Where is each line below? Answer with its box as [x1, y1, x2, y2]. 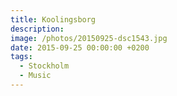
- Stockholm [19, 61, 70, 71]
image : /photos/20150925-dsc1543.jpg [10, 33, 168, 43]
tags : [10, 52, 33, 62]
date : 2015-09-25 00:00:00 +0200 [10, 42, 150, 53]
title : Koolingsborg [10, 14, 97, 25]
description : [10, 24, 65, 34]
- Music [19, 71, 52, 81]
